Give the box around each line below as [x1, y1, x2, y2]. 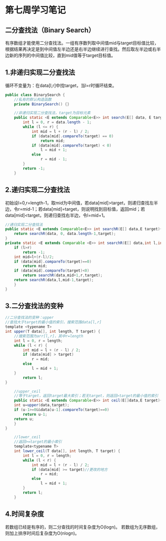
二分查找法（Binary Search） [5, 26, 95, 34]
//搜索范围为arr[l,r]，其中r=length [14, 333, 83, 338]
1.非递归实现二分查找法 [5, 68, 76, 77]
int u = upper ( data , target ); [14, 403, 70, 408]
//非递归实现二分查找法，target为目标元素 [14, 110, 91, 116]
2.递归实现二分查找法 [5, 186, 70, 194]
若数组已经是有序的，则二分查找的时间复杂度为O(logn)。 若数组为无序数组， [5, 524, 161, 530]
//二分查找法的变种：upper [5, 315, 54, 320]
